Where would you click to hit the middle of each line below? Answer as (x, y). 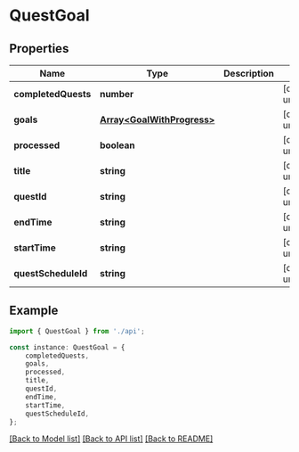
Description (249, 74)
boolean (117, 145)
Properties (39, 49)
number (117, 94)
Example (34, 311)
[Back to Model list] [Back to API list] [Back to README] (111, 439)
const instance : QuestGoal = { (67, 347)
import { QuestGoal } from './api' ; (77, 331)
